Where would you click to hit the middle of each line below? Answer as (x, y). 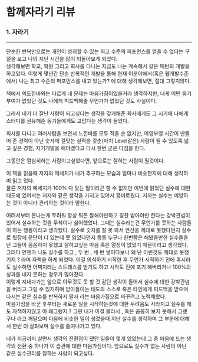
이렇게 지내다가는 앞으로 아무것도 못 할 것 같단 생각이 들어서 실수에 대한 (88, 282)
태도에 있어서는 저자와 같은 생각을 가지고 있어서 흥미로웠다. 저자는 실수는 (89, 195)
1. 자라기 (18, 32)
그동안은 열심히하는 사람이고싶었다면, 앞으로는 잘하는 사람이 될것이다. (85, 161)
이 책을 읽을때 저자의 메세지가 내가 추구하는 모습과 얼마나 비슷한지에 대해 (89, 173)
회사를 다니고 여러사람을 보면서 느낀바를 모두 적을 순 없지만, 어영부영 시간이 (93, 133)
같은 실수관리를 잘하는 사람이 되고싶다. (50, 353)
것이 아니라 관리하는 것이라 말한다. (52, 203)
